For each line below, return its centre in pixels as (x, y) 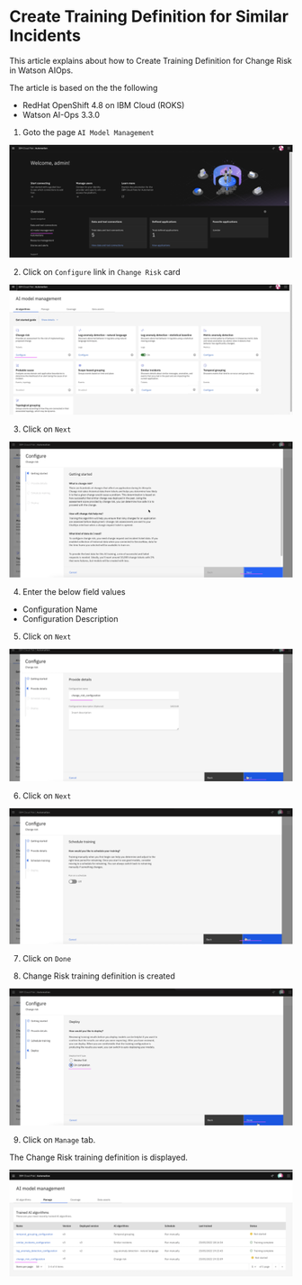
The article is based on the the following (84, 87)
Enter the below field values (74, 591)
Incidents (45, 36)
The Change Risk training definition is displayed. (99, 1157)
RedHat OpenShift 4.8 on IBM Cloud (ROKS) (103, 105)
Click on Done (47, 959)
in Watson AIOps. (41, 70)
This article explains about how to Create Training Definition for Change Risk (151, 60)
